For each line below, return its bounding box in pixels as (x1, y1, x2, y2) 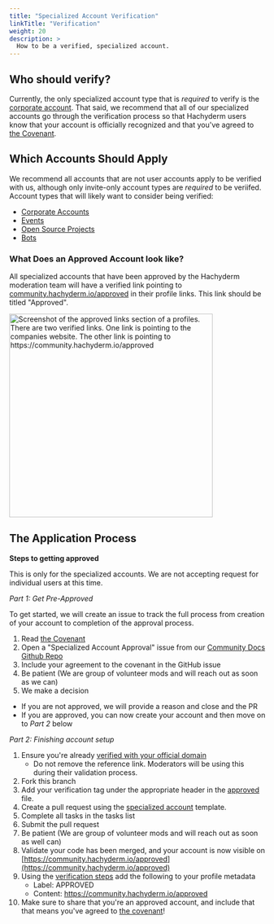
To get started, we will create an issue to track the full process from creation (9, 609, 265, 619)
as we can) (20, 677, 59, 686)
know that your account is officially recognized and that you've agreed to (9, 120, 254, 129)
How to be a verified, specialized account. (16, 42, 170, 50)
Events (20, 215, 45, 225)
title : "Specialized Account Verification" (9, 11, 159, 20)
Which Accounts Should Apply (9, 152, 168, 166)
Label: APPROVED (33, 880, 94, 890)
